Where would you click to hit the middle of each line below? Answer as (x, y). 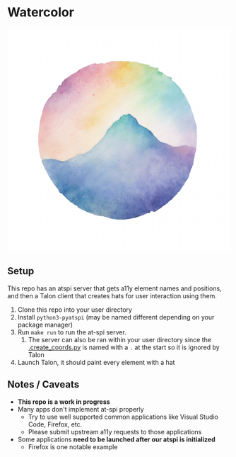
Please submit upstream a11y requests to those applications (115, 431)
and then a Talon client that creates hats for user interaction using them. (112, 295)
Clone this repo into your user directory (75, 310)
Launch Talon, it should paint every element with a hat (96, 362)
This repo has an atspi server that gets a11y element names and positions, (114, 288)
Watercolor (41, 12)
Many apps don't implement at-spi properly (81, 409)
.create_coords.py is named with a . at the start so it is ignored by (124, 347)
